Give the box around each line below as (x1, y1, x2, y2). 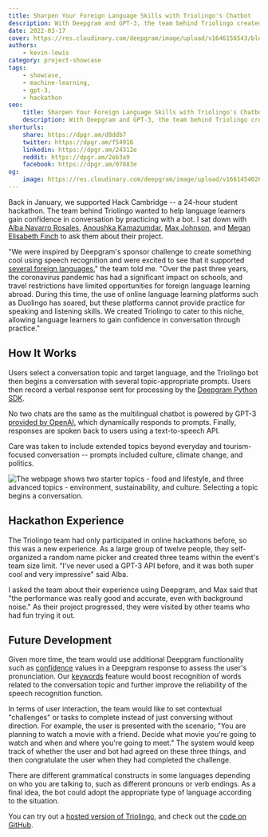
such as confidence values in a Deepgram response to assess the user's (8, 663, 247, 673)
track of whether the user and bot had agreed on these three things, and (8, 747, 246, 756)
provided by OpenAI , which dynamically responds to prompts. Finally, (8, 417, 237, 427)
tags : (8, 64, 26, 72)
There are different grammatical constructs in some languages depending (8, 771, 251, 780)
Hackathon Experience (8, 514, 124, 528)
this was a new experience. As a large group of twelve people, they (8, 543, 230, 553)
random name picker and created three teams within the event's (49, 552, 259, 562)
